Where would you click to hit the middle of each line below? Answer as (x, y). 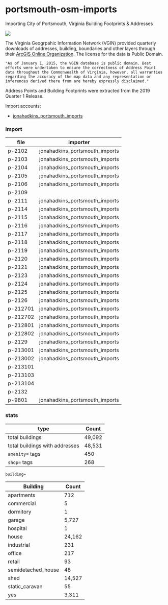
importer (79, 143)
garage (16, 520)
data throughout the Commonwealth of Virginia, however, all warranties (84, 72)
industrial (19, 545)
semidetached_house (34, 570)
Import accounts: (23, 106)
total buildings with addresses (44, 446)
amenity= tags (24, 454)
